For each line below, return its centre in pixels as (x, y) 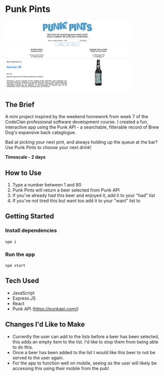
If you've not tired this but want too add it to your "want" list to (76, 200)
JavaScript (23, 293)
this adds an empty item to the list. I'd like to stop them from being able (85, 342)
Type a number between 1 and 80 (47, 185)
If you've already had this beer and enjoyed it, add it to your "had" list (84, 195)
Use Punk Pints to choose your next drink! (48, 148)
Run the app (20, 254)
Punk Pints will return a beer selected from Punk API (66, 190)
